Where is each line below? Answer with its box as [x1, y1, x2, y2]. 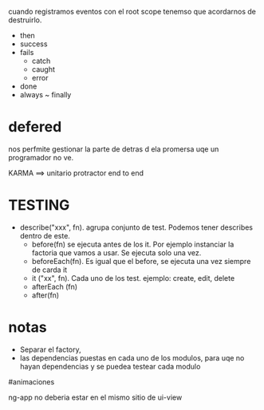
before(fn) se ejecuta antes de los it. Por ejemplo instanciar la [31, 239, 234, 249]
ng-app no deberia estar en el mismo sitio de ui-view [8, 392, 183, 402]
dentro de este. [19, 231, 70, 240]
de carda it [31, 265, 68, 274]
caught [31, 65, 56, 74]
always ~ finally [19, 90, 72, 99]
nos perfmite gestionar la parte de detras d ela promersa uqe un [8, 144, 219, 154]
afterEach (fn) [31, 282, 78, 291]
